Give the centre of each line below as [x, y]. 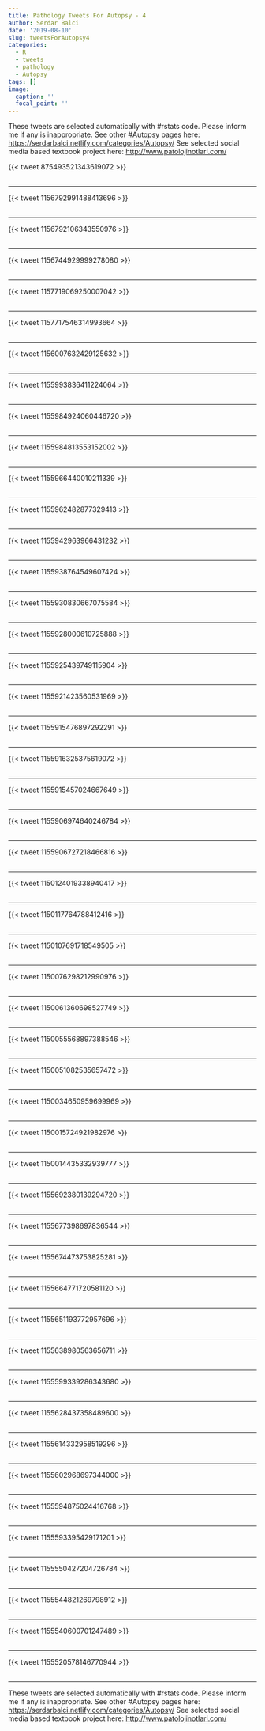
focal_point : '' [42, 104]
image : [19, 89]
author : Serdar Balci [44, 23]
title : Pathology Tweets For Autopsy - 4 [77, 15]
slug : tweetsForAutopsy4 [49, 38]
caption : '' [35, 97]
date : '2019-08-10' [40, 30]
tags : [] [22, 81]
